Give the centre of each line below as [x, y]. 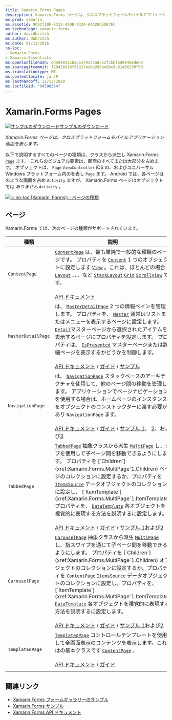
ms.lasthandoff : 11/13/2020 [35, 81]
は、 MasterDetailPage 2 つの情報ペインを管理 [110, 307]
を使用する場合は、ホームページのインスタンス [111, 399]
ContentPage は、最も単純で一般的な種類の [106, 252]
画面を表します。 [23, 143]
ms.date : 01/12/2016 [27, 43]
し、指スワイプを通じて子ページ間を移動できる [111, 545]
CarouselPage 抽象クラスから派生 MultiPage [107, 537]
